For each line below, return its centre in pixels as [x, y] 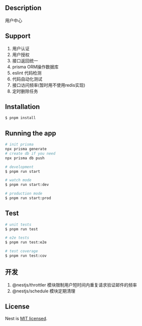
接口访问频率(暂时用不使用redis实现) [49, 85]
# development [20, 167]
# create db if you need [30, 153]
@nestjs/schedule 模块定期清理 [44, 291]
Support [18, 36]
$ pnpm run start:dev [27, 185]
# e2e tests [17, 238]
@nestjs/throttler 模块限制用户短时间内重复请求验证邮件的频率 [74, 285]
